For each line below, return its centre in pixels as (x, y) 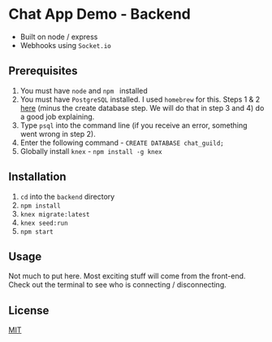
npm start (37, 232)
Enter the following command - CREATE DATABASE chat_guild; (122, 142)
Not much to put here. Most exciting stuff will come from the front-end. (127, 276)
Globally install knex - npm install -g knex (91, 151)
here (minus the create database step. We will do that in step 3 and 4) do (142, 107)
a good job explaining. (57, 116)
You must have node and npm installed (84, 90)
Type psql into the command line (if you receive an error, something (134, 125)
